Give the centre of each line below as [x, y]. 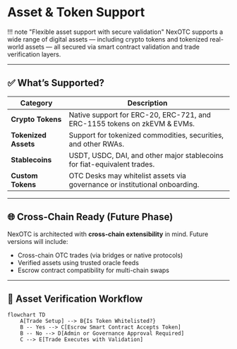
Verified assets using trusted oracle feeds [78, 262]
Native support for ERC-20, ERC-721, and [140, 115]
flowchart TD [26, 315]
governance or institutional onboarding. [134, 184]
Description [147, 103]
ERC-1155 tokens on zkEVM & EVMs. [132, 123]
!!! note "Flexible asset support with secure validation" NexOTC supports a [115, 32]
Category [36, 103]
